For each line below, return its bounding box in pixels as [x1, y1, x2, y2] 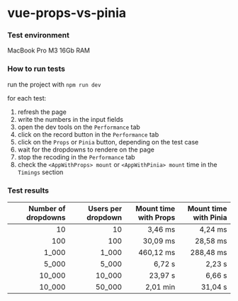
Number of [28, 204, 66, 214]
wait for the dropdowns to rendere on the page [17, 145, 154, 154]
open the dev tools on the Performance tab [17, 123, 140, 131]
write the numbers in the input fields [17, 115, 124, 123]
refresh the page [17, 108, 67, 116]
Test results [7, 186, 50, 195]
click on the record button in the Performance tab [17, 130, 159, 139]
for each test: [7, 93, 47, 102]
